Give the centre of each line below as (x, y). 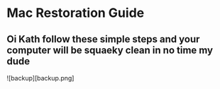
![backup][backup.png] (40, 78)
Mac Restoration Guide (76, 13)
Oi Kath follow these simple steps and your (103, 39)
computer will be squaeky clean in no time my (110, 50)
